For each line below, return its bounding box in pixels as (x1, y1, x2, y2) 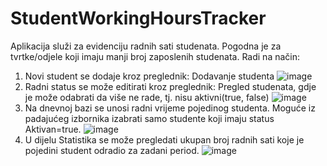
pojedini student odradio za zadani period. (24, 144, 200, 156)
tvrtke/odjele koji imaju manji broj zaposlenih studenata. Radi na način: (10, 50, 301, 62)
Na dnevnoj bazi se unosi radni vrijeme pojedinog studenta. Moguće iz (24, 102, 316, 114)
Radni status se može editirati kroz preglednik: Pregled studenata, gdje (24, 80, 317, 92)
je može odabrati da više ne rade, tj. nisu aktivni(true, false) (24, 91, 270, 103)
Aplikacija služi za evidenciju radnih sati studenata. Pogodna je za (10, 40, 282, 52)
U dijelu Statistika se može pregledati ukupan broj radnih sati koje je (24, 133, 305, 146)
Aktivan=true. (24, 123, 82, 135)
